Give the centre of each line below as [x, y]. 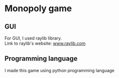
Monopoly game [38, 9]
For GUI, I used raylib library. [33, 38]
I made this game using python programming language [60, 70]
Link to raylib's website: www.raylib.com [45, 43]
